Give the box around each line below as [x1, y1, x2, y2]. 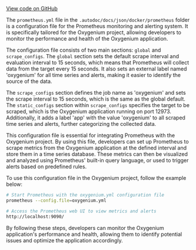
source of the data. [6, 78, 52, 85]
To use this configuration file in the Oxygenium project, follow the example [6, 175, 187, 181]
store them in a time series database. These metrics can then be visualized [6, 151, 188, 158]
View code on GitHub [6, 5, 58, 12]
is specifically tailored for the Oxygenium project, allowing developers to [6, 29, 181, 36]
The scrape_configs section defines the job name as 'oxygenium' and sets [6, 89, 187, 96]
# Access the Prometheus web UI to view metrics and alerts [6, 208, 157, 214]
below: [6, 181, 22, 188]
